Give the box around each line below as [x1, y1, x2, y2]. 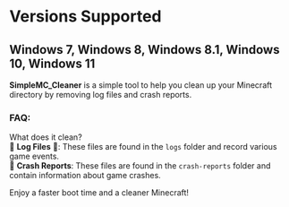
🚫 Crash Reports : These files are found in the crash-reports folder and [9, 160, 271, 171]
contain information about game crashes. [9, 170, 161, 181]
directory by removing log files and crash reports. [9, 90, 192, 99]
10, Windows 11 [9, 56, 96, 71]
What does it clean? [9, 132, 82, 142]
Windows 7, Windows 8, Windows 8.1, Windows [9, 42, 280, 57]
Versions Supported [9, 6, 162, 27]
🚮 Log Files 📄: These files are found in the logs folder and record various [9, 142, 277, 152]
